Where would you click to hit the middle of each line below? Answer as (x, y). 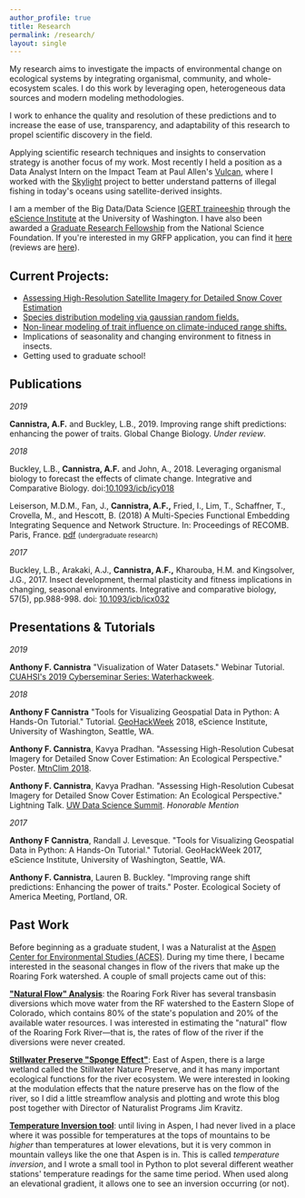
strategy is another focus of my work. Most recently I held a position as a (146, 162)
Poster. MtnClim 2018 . (50, 768)
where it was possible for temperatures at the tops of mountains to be (140, 1135)
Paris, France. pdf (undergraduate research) (84, 534)
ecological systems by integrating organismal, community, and (126, 79)
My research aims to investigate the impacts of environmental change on (146, 69)
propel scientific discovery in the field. (81, 135)
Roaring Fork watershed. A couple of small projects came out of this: (138, 976)
